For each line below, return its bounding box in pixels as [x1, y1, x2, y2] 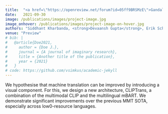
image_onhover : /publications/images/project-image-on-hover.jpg [5, 21, 144, 27]
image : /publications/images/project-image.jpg [5, 17, 106, 22]
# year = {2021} [5, 59, 48, 64]
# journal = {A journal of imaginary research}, [5, 49, 117, 54]
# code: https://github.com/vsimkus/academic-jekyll [5, 68, 117, 73]
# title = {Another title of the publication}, [5, 54, 115, 59]
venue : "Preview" [5, 31, 41, 36]
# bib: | [5, 36, 23, 41]
